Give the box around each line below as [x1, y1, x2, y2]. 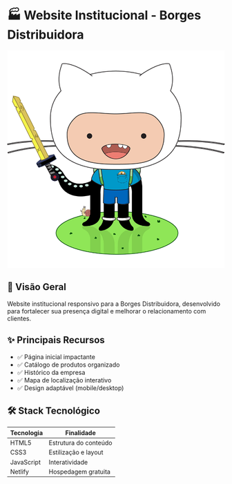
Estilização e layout [48, 448, 104, 456]
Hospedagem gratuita [48, 467, 110, 476]
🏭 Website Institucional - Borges [7, 8, 202, 23]
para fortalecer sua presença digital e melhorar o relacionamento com [7, 307, 206, 315]
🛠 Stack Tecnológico [7, 405, 100, 416]
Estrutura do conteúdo [48, 438, 113, 447]
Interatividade [48, 458, 88, 466]
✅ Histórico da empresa [17, 368, 86, 376]
